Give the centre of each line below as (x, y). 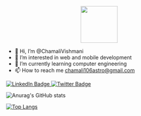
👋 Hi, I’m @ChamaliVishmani (49, 51)
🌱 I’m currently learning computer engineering (70, 64)
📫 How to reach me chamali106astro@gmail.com (75, 70)
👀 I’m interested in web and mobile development (73, 57)
